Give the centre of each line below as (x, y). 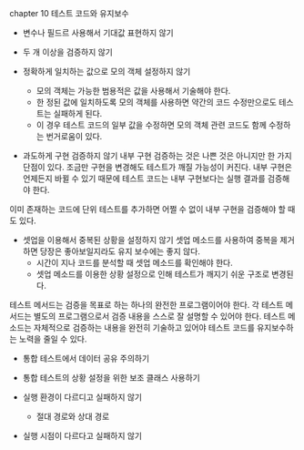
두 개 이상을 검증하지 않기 (68, 52)
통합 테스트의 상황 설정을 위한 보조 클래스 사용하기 (111, 378)
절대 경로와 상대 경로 (73, 416)
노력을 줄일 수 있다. (53, 339)
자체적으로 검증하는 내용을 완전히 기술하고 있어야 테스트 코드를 (144, 327)
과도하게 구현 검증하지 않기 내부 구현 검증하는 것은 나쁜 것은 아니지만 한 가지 (157, 156)
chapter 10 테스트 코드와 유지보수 (69, 13)
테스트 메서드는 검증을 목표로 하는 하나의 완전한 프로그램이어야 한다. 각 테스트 (147, 305)
